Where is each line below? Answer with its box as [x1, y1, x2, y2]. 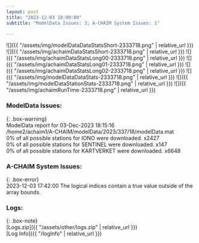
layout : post [6, 8, 39, 15]
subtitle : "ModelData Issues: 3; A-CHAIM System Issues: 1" [6, 20, 161, 26]
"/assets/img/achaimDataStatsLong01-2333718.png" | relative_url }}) [14, 61, 185, 68]
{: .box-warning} [6, 115, 47, 122]
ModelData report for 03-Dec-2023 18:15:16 [6, 121, 115, 129]
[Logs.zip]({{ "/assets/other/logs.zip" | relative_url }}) [6, 224, 138, 231]
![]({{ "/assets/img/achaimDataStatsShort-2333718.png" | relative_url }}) [6, 48, 185, 55]
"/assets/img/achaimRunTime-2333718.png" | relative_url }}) [6, 87, 156, 94]
